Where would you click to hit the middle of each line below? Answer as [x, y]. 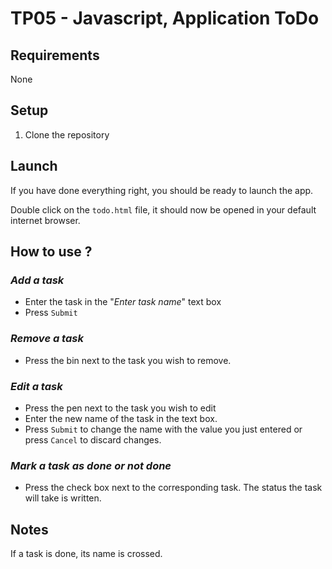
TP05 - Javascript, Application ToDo [165, 18]
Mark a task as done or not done [91, 465]
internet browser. [45, 220]
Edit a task [36, 386]
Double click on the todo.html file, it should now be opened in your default [163, 209]
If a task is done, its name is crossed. [86, 554]
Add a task [37, 280]
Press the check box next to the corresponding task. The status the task [173, 488]
